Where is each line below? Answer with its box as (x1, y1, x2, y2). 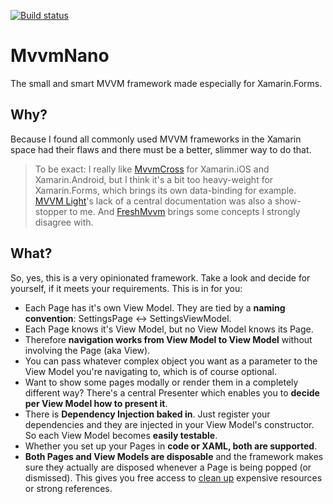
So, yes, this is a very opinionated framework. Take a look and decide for (10, 271, 311, 284)
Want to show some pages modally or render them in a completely (24, 376, 299, 388)
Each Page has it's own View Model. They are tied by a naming (24, 301, 286, 314)
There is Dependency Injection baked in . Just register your (24, 408, 271, 420)
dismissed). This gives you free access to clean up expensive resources (24, 471, 323, 484)
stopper (34, 205, 68, 217)
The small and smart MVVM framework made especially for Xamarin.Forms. (10, 77, 323, 89)
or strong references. (24, 482, 113, 494)
